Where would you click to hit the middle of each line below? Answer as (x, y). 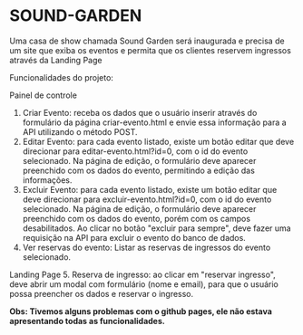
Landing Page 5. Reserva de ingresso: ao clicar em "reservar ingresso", (143, 274)
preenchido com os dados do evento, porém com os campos (137, 218)
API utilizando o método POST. (80, 131)
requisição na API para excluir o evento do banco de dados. (134, 237)
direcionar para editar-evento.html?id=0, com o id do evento (135, 151)
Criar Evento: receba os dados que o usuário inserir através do (140, 112)
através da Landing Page (56, 60)
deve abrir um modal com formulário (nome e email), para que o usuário (144, 284)
